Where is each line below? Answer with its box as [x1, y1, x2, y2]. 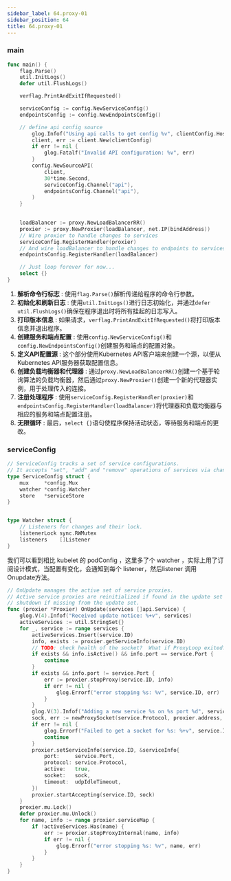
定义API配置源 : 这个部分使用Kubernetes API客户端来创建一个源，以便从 [16, 350, 221, 358]
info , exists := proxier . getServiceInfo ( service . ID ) [32, 638, 186, 645]
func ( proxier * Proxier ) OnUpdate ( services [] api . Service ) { [7, 606, 186, 613]
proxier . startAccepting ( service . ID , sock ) [32, 791, 155, 798]
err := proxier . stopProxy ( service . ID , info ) [43, 676, 174, 683]
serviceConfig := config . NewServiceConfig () [19, 105, 149, 112]
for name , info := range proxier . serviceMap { [19, 817, 155, 824]
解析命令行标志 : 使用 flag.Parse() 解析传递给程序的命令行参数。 [16, 289, 198, 298]
